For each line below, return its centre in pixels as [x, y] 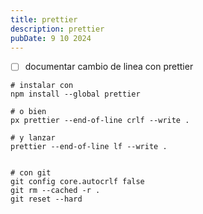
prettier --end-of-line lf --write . [89, 147]
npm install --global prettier [75, 94]
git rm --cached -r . [55, 191]
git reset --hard [46, 199]
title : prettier [44, 19]
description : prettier [57, 29]
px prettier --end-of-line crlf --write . [100, 121]
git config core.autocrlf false [77, 182]
